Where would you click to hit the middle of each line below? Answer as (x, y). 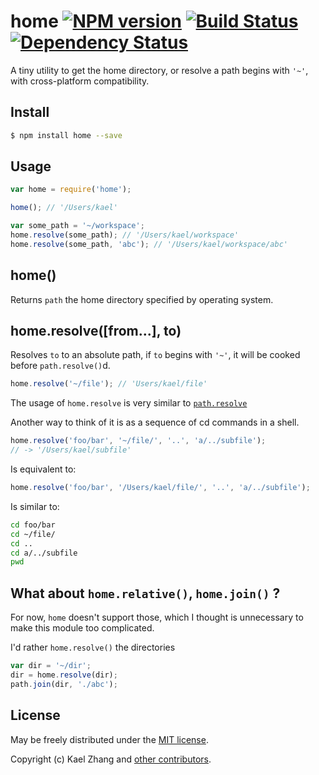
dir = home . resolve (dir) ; (64, 675)
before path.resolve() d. (60, 366)
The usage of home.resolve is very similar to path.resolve (129, 403)
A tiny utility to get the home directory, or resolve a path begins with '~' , (159, 70)
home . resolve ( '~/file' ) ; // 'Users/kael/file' (109, 384)
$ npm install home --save (66, 135)
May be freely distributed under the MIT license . (109, 739)
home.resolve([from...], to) (96, 331)
